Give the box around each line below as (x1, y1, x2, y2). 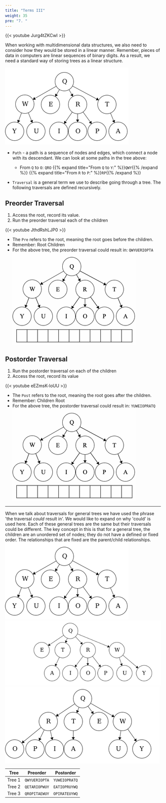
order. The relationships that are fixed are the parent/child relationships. (5, 537, 152, 543)
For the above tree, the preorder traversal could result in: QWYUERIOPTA (12, 247, 154, 253)
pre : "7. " (5, 18, 28, 23)
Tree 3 (7, 791, 21, 797)
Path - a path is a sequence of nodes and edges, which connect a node (12, 150, 158, 156)
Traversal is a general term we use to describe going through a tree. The (12, 179, 161, 185)
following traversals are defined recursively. (12, 185, 102, 191)
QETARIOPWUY (24, 785, 49, 790)
